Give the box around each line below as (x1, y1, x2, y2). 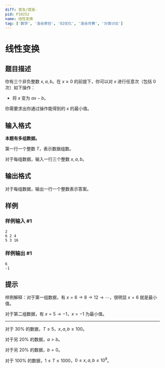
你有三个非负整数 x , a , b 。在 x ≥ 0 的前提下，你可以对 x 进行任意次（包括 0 (5, 79, 156, 85)
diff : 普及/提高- (5, 7, 38, 12)
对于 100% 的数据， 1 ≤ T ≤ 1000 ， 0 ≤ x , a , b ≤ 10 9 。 (5, 357, 112, 364)
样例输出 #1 (5, 250, 32, 257)
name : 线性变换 (5, 16, 33, 21)
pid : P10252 (5, 12, 29, 17)
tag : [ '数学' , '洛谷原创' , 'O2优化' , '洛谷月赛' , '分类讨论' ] (5, 21, 123, 26)
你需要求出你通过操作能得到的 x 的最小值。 (5, 106, 92, 112)
